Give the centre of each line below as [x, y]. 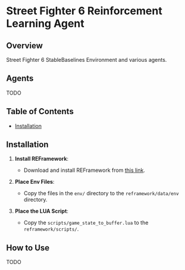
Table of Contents [40, 112]
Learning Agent [45, 23]
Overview [25, 45]
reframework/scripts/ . [51, 229]
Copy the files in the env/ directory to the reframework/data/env [101, 193]
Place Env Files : [35, 182]
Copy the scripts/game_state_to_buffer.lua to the [86, 223]
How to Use [28, 248]
